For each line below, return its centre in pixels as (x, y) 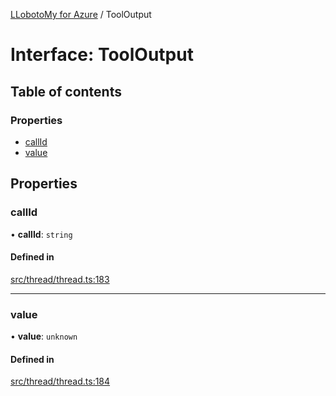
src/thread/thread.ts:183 (60, 279)
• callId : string (41, 234)
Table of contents (66, 91)
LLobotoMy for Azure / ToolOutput (81, 14)
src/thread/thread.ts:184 (60, 381)
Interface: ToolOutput (102, 55)
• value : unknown (44, 336)
